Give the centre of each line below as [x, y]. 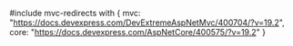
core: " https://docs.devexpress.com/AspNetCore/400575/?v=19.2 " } [138, 32]
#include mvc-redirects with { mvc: [75, 13]
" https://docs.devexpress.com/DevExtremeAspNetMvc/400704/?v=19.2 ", [147, 23]
